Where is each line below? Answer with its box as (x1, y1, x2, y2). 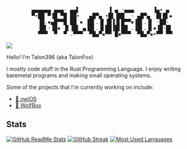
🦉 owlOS (15, 95, 37, 102)
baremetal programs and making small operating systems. (6, 72, 152, 79)
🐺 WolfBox (15, 102, 41, 109)
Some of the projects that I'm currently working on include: (6, 83, 154, 91)
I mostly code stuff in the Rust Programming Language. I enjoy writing (6, 65, 181, 72)
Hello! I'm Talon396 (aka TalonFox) (6, 54, 93, 61)
